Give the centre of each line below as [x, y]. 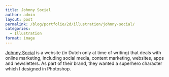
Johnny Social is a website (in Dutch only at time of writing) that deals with [83, 52]
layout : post [19, 19]
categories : [18, 29]
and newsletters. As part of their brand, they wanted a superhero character [84, 63]
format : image [20, 38]
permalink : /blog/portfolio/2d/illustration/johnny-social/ [70, 24]
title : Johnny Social [28, 10]
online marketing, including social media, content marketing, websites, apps [84, 58]
